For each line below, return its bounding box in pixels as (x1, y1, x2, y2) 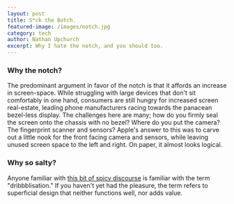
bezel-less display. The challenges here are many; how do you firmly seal (7, 111, 218, 119)
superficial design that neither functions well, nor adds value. (7, 189, 183, 197)
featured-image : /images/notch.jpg (7, 23, 111, 30)
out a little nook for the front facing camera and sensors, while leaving (7, 133, 209, 141)
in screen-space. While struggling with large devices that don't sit (7, 88, 196, 97)
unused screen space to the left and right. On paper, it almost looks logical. (7, 141, 223, 149)
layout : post (7, 10, 45, 17)
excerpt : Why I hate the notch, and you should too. (7, 42, 164, 49)
